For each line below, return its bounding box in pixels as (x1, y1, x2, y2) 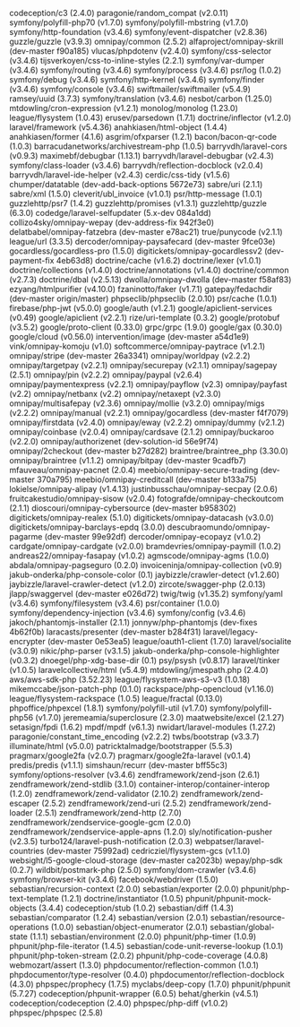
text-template (9, 893, 60, 903)
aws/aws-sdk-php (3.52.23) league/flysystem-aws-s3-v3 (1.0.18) (9, 674, 251, 685)
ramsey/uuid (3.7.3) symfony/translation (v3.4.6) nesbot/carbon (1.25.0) (9, 93, 273, 104)
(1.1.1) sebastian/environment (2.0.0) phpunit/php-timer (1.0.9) (30, 931, 257, 942)
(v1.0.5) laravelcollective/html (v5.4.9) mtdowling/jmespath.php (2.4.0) (9, 665, 269, 675)
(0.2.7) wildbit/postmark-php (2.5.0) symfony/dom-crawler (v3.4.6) (9, 865, 257, 875)
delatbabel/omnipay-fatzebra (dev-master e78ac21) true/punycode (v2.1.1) (9, 227, 284, 237)
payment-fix (9, 255, 55, 265)
